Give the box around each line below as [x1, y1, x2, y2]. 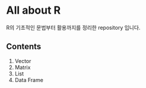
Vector [14, 57, 31, 64]
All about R [6, 4, 61, 17]
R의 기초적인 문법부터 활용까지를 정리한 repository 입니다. [6, 24, 141, 31]
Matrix [14, 64, 31, 71]
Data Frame [14, 76, 43, 83]
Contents [6, 42, 42, 52]
